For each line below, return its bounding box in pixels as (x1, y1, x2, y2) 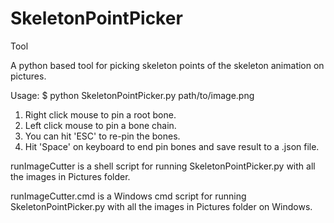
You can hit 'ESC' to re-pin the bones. (24, 130, 181, 142)
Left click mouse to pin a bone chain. (24, 119, 177, 131)
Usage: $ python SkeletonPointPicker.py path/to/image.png (10, 89, 255, 101)
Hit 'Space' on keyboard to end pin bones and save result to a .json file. (24, 140, 320, 152)
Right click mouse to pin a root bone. (24, 108, 177, 121)
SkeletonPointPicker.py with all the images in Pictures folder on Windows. (10, 200, 313, 212)
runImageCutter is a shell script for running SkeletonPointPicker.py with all (10, 160, 316, 172)
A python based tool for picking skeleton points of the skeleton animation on (10, 59, 325, 71)
